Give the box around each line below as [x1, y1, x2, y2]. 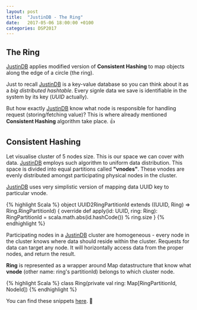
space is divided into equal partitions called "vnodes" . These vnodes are [6, 165, 185, 172]
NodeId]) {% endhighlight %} [6, 286, 77, 293]
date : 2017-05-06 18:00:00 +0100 [6, 20, 94, 25]
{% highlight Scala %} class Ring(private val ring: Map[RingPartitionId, [6, 279, 177, 286]
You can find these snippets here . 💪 [6, 297, 93, 304]
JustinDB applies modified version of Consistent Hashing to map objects [6, 63, 185, 70]
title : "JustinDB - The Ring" [6, 14, 83, 20]
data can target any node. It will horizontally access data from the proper [6, 244, 184, 251]
